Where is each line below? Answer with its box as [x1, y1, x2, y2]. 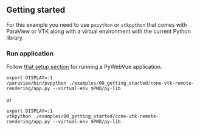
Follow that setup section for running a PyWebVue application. [6, 63, 162, 71]
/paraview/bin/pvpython [6, 80, 67, 87]
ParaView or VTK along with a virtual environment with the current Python [6, 27, 191, 35]
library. [6, 34, 24, 41]
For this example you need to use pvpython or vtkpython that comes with [6, 21, 187, 28]
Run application [6, 49, 53, 57]
